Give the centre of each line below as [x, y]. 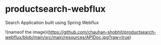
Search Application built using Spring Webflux [52, 22]
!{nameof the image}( [27, 32]
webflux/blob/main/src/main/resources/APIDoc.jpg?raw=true [67, 37]
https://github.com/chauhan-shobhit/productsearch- [102, 32]
